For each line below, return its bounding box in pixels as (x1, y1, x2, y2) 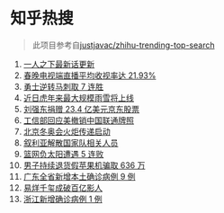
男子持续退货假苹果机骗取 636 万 (22, 159, 146, 171)
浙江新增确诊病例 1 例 (22, 193, 103, 204)
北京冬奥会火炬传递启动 (22, 126, 111, 137)
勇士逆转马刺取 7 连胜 (22, 81, 104, 92)
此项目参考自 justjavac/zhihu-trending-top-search (31, 40, 215, 50)
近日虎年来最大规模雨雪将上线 (22, 92, 134, 103)
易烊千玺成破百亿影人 (22, 182, 103, 193)
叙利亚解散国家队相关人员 (22, 137, 119, 148)
